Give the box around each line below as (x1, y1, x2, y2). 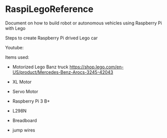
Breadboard (12, 117, 37, 123)
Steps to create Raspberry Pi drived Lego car (5, 35, 98, 41)
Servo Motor (12, 88, 38, 94)
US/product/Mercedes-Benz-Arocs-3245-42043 (12, 69, 114, 75)
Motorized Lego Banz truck (12, 64, 69, 70)
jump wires (12, 127, 35, 133)
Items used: (5, 54, 29, 60)
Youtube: (5, 44, 24, 50)
